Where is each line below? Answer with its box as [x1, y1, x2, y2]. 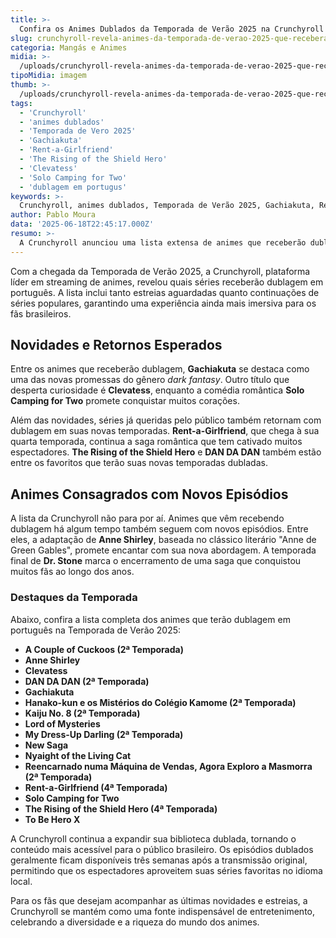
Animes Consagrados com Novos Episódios [10, 486, 289, 503]
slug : [10, 33, 33, 43]
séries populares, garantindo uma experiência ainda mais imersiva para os [10, 297, 317, 309]
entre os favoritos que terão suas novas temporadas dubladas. [10, 457, 268, 469]
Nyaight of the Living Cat [24, 749, 132, 761]
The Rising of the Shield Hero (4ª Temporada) [24, 802, 218, 815]
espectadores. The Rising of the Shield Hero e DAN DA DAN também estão [10, 446, 322, 458]
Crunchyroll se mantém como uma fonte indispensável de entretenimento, [10, 905, 316, 917]
